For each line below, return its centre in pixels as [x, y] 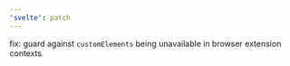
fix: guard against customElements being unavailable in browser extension [145, 43]
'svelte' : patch [40, 18]
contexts [26, 53]
